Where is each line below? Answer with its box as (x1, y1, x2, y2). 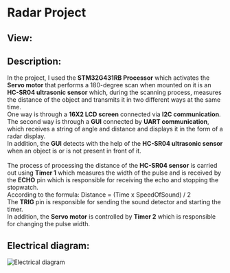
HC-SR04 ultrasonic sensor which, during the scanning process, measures (7, 88, 222, 97)
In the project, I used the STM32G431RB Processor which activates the (7, 74, 210, 82)
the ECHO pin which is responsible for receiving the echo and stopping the (7, 176, 219, 184)
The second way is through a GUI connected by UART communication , (7, 118, 209, 126)
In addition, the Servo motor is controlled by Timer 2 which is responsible (7, 212, 216, 221)
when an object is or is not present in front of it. (7, 146, 142, 155)
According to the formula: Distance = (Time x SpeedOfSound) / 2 (7, 190, 191, 199)
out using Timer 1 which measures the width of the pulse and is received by (7, 168, 222, 177)
